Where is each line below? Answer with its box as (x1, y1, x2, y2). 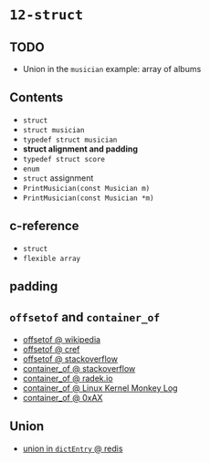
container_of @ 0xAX (22, 392, 103, 403)
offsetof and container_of (9, 310, 161, 325)
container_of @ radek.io (22, 373, 113, 384)
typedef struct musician (22, 135, 118, 144)
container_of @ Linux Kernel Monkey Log (22, 382, 178, 394)
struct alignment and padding (22, 143, 139, 154)
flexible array (22, 254, 81, 263)
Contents (9, 89, 64, 106)
